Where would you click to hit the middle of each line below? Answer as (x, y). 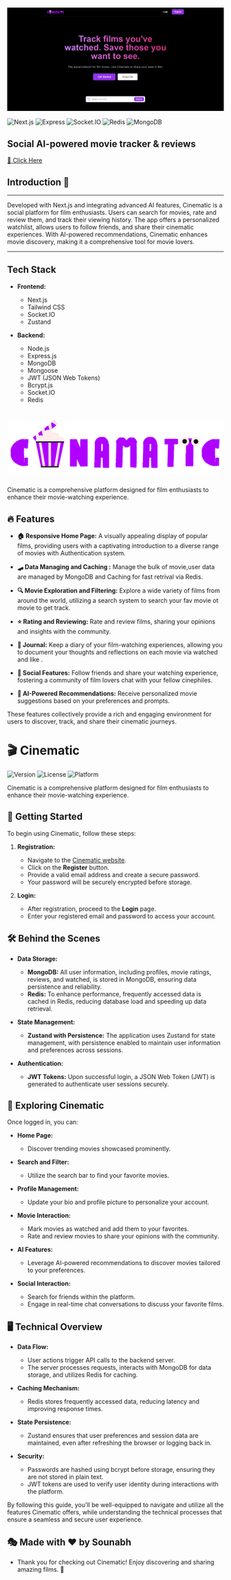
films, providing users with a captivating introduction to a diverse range (118, 546)
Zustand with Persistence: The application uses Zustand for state (121, 1035)
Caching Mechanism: (48, 1388)
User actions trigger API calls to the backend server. (101, 1360)
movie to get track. (44, 608)
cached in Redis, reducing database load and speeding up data (117, 1001)
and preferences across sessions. (75, 1050)
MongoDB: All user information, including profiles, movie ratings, (119, 972)
